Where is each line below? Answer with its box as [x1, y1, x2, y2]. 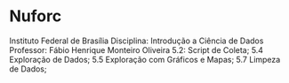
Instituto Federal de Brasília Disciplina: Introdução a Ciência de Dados [9, 35, 264, 46]
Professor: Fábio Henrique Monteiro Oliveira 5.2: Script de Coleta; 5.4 [9, 44, 264, 55]
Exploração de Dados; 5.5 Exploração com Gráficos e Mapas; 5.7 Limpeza [9, 54, 281, 64]
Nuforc [9, 6, 62, 26]
